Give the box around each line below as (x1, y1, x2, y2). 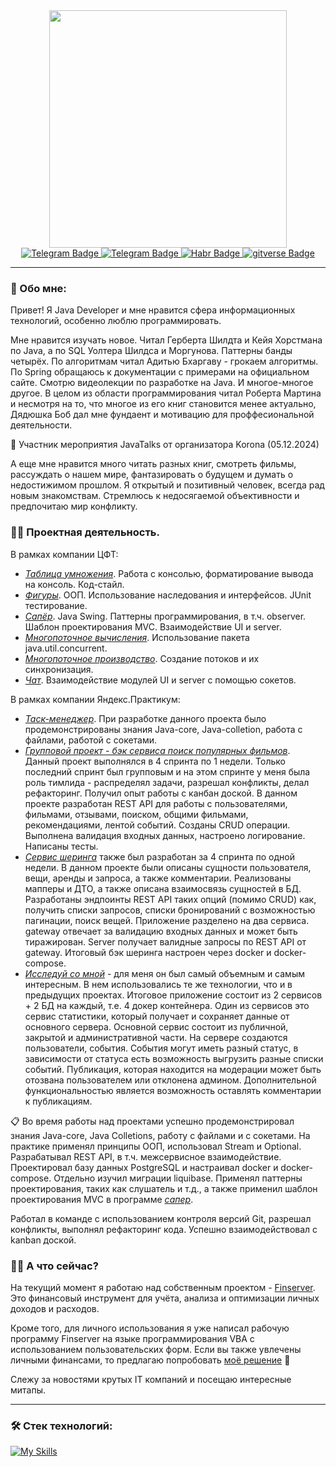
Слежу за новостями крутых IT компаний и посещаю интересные (10, 1373, 292, 1385)
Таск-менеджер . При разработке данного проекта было (24, 712, 267, 724)
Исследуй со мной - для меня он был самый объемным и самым (24, 967, 305, 979)
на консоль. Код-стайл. (24, 578, 125, 590)
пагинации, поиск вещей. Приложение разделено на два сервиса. (24, 914, 310, 926)
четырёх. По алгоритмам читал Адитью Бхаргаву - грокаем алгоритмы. (10, 355, 319, 368)
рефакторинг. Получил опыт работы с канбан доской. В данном (24, 787, 298, 799)
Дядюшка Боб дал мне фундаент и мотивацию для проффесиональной (10, 409, 315, 421)
